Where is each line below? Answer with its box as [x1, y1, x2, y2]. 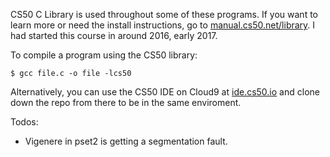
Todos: [10, 116, 39, 128]
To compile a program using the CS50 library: [10, 49, 198, 61]
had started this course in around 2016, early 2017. [10, 30, 218, 41]
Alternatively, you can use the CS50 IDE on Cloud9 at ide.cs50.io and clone [10, 86, 320, 98]
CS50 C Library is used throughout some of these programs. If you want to [10, 9, 318, 20]
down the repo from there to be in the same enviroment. [10, 97, 242, 108]
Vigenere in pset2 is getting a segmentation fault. [24, 135, 228, 147]
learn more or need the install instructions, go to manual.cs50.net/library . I [10, 19, 316, 31]
